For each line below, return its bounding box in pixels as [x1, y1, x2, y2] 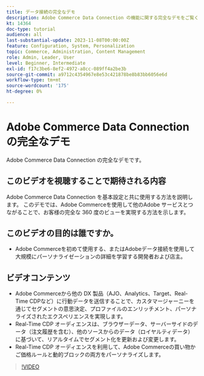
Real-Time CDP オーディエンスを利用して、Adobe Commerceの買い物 [15, 343, 191, 351]
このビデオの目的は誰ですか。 [6, 228, 119, 239]
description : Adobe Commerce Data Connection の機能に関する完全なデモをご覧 [6, 15, 195, 21]
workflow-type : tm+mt [6, 77, 62, 83]
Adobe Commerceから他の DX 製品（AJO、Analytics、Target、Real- [15, 290, 188, 297]
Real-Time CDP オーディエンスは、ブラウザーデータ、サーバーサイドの [15, 320, 193, 328]
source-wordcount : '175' [6, 83, 69, 89]
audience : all [6, 32, 43, 38]
